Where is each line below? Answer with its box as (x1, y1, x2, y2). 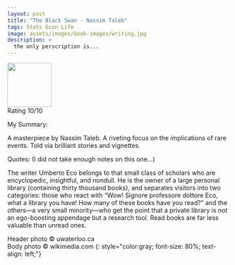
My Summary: (7, 121, 48, 128)
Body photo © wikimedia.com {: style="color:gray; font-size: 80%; (7, 242, 201, 250)
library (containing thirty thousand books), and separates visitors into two (7, 184, 221, 192)
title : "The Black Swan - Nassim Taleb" (7, 17, 128, 24)
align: (7, 249, 23, 258)
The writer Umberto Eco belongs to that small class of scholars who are (7, 168, 216, 177)
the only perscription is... (13, 43, 100, 50)
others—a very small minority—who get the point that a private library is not (7, 206, 228, 214)
